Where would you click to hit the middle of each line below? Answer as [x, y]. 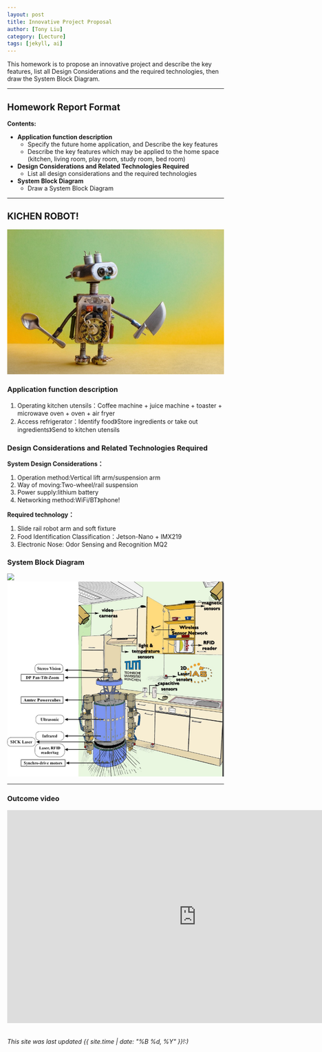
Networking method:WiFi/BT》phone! [68, 500]
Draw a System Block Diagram [70, 188]
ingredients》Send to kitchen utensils [68, 429]
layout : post [26, 14]
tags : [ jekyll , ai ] [35, 44]
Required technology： [41, 515]
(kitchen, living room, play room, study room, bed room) [106, 159]
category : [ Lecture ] [37, 37]
